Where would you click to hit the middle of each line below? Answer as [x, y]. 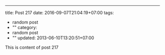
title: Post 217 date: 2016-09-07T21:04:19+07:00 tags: [59, 13]
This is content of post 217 [32, 47]
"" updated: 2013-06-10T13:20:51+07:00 [53, 38]
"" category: [25, 27]
